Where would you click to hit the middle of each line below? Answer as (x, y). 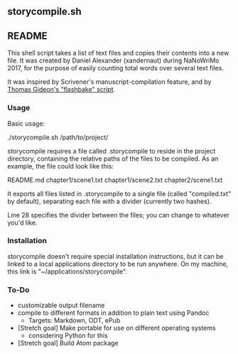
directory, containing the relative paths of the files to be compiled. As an (113, 159)
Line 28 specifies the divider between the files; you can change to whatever (118, 215)
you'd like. (22, 222)
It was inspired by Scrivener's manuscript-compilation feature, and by (109, 82)
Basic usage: (26, 123)
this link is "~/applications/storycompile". (67, 271)
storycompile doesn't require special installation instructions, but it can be (115, 256)
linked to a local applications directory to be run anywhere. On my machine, (118, 264)
